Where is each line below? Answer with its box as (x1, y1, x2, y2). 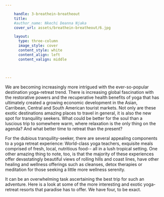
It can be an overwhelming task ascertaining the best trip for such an (5, 176, 145, 182)
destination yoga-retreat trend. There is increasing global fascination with (5, 89, 154, 95)
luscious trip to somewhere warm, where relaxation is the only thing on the (5, 121, 156, 127)
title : (14, 16, 27, 21)
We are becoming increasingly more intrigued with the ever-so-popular (5, 84, 149, 90)
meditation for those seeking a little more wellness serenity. (5, 167, 126, 172)
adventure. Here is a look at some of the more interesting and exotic (5, 181, 143, 187)
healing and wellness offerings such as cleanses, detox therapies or (5, 162, 142, 168)
